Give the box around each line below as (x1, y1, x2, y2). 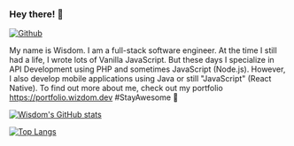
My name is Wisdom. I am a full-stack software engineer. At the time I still (9, 45, 277, 56)
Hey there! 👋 (9, 8, 64, 20)
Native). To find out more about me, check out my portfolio (9, 83, 223, 94)
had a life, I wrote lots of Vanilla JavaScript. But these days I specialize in (9, 55, 275, 65)
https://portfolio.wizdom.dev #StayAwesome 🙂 (9, 92, 179, 103)
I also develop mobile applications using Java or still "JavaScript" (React (9, 73, 272, 84)
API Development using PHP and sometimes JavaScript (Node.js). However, (9, 64, 286, 74)
